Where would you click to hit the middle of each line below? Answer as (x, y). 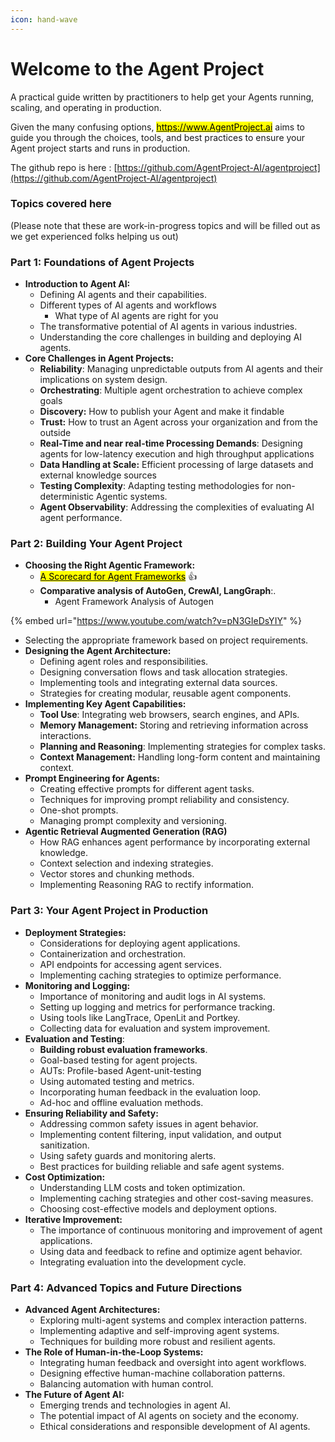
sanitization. (64, 1145)
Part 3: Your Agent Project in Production (109, 911)
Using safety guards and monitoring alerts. (128, 1155)
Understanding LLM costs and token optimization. (142, 1187)
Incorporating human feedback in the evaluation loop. (150, 1092)
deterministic (67, 497)
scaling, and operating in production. (86, 107)
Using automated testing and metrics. (117, 1081)
